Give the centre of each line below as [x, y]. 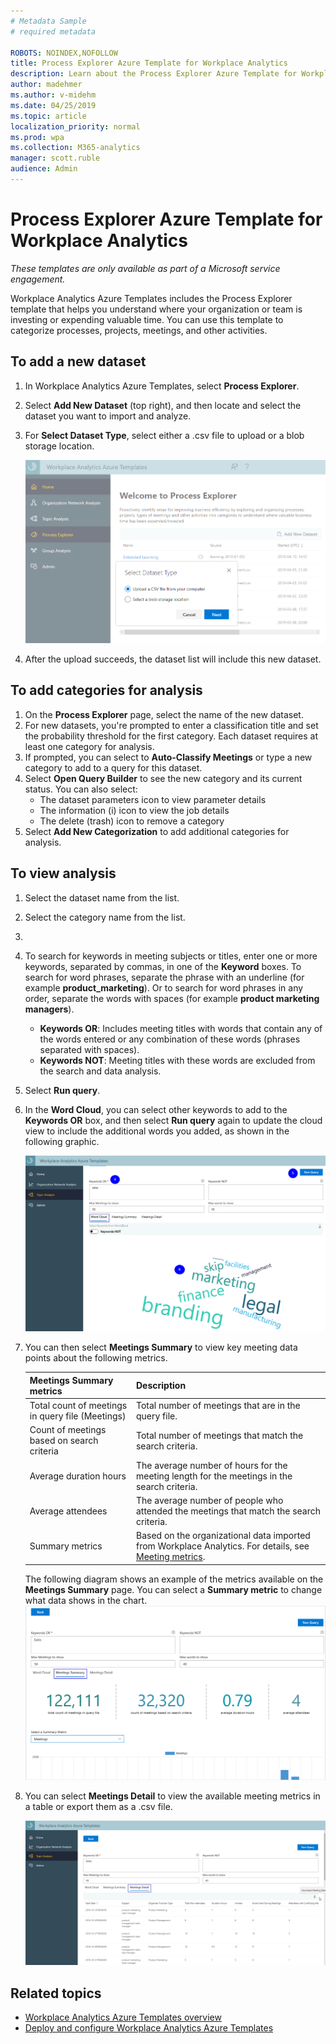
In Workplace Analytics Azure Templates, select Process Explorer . [162, 386]
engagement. [38, 279]
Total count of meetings [78, 1406]
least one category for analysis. [89, 746]
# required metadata [53, 31]
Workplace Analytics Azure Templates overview [123, 2017]
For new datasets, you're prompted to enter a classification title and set [171, 725]
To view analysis [63, 873]
